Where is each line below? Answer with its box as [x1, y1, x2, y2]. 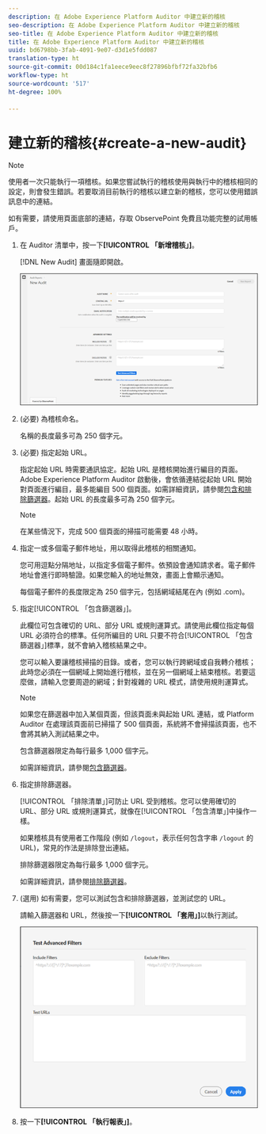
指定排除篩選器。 [19, 780, 76, 789]
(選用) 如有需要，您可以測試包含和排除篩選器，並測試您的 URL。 [19, 894, 230, 903]
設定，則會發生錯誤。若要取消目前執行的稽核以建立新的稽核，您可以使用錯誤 [8, 187, 258, 197]
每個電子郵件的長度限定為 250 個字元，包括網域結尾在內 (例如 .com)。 [19, 587, 249, 597]
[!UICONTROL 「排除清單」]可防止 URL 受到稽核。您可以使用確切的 [19, 796, 237, 806]
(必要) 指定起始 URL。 [19, 448, 92, 457]
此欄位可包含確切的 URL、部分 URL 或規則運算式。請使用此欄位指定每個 [19, 620, 255, 630]
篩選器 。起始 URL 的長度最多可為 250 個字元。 [26, 494, 180, 504]
